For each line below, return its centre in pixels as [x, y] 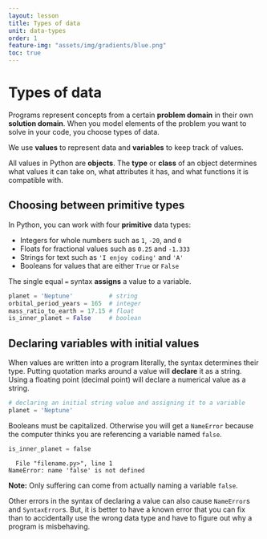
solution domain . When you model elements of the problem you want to [127, 123]
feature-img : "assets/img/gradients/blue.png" [87, 46]
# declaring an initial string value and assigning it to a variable [127, 403]
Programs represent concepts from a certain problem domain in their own [131, 115]
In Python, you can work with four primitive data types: [99, 225]
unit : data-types [37, 30]
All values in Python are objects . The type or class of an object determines [133, 163]
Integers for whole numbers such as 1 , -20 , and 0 [101, 240]
